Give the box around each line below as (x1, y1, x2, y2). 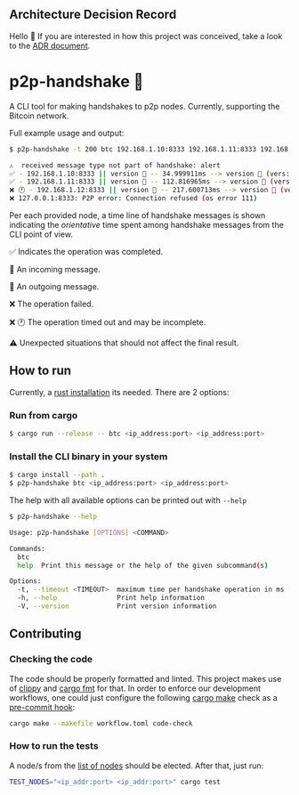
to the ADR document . (9, 40, 91, 51)
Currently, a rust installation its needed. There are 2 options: (9, 386, 230, 397)
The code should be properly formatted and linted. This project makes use (9, 673, 282, 684)
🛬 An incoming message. (9, 264, 101, 274)
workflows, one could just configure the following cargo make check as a (9, 692, 278, 702)
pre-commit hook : (9, 702, 76, 712)
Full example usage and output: (9, 127, 125, 138)
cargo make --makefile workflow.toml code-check (9, 718, 193, 728)
